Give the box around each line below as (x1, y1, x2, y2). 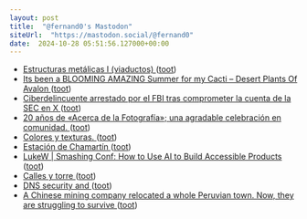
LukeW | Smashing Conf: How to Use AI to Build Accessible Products (22, 151, 282, 162)
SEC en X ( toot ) (22, 102, 82, 114)
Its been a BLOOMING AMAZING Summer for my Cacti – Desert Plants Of (22, 74, 298, 85)
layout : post (9, 13, 59, 23)
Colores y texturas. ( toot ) (22, 131, 118, 142)
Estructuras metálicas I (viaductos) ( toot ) (22, 64, 177, 75)
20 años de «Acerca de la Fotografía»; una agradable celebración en (22, 112, 281, 123)
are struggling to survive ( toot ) (22, 200, 138, 211)
